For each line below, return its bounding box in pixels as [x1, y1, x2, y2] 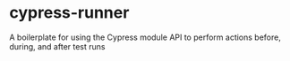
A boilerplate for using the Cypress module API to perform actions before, [9, 32, 282, 42]
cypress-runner [9, 3, 130, 23]
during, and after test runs [9, 41, 106, 51]
